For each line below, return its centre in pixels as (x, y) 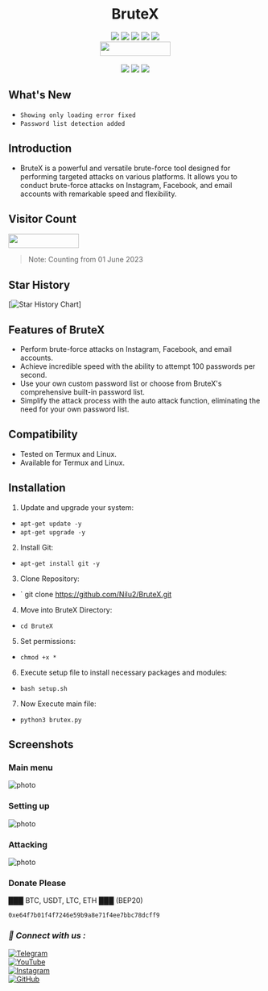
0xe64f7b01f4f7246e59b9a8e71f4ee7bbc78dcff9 (84, 916)
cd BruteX (37, 626)
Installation (37, 488)
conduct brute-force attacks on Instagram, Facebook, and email (126, 185)
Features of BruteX (57, 330)
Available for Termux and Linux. (72, 462)
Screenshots (41, 744)
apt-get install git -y (60, 563)
